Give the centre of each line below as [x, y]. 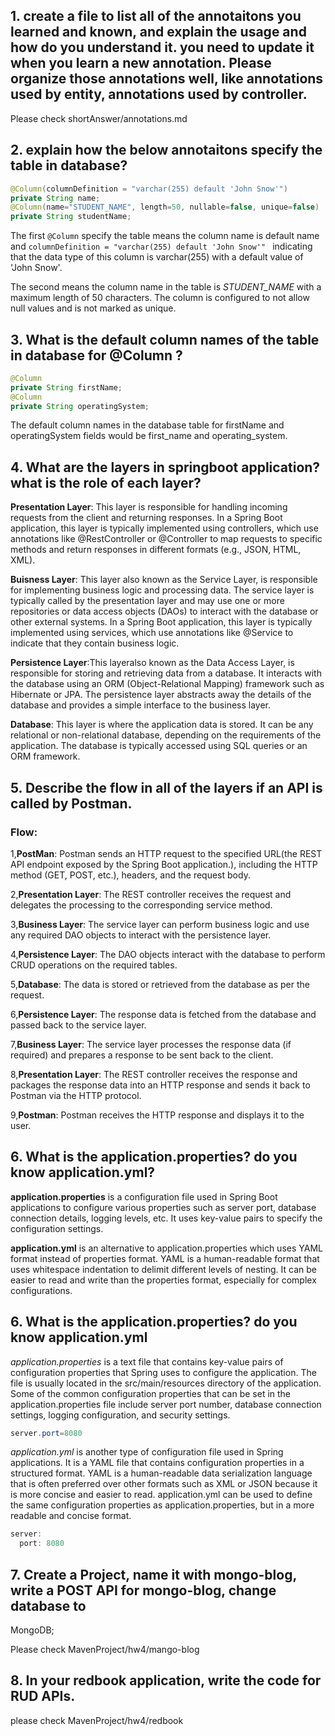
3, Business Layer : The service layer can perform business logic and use [160, 924]
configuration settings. [57, 1228]
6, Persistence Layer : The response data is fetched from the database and [163, 1014]
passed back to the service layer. [78, 1025]
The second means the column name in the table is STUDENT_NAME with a [166, 287]
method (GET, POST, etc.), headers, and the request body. [130, 875]
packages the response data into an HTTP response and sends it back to [160, 1085]
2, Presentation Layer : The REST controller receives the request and [151, 894]
